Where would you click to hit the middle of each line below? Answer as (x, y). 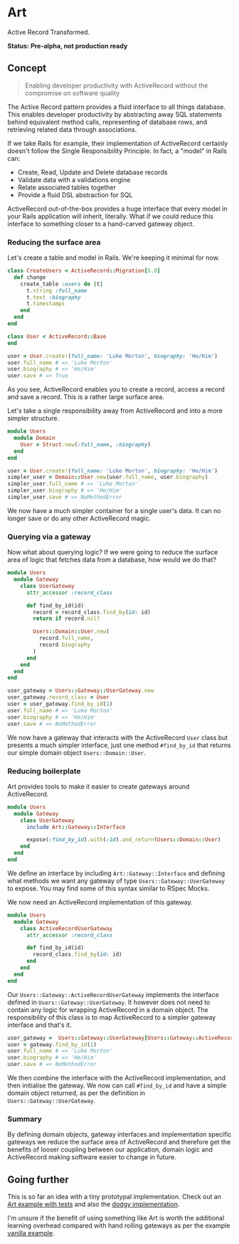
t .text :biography (53, 297)
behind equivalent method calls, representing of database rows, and (107, 122)
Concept (27, 68)
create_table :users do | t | (62, 284)
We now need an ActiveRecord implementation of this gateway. (100, 902)
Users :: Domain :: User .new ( (71, 632)
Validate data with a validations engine (74, 179)
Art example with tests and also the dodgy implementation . (94, 1204)
